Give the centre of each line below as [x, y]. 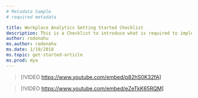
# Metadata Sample [29, 11]
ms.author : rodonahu [32, 44]
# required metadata [32, 17]
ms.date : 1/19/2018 [30, 50]
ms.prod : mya [22, 60]
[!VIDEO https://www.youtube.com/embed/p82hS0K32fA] [91, 77]
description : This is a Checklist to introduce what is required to [92, 33]
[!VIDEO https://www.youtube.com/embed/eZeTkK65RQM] [92, 88]
